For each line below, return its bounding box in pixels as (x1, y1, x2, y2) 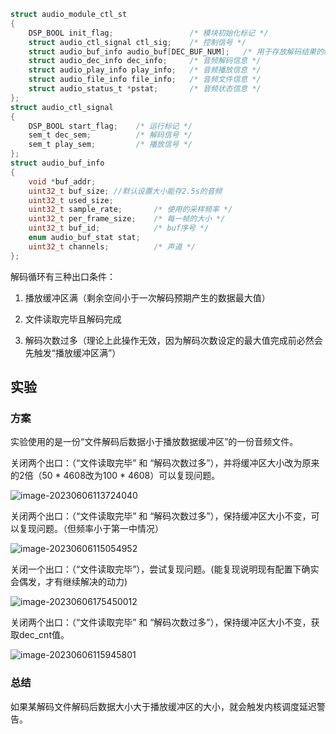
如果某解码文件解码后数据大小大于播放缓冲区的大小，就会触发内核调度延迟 (10, 700, 317, 712)
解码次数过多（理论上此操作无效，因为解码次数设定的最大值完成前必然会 (24, 334, 323, 346)
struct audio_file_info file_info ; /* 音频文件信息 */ (28, 75, 262, 85)
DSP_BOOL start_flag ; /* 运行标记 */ (28, 121, 193, 131)
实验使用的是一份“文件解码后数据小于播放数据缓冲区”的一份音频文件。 (10, 436, 299, 448)
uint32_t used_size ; (28, 195, 114, 205)
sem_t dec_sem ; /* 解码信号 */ (28, 130, 193, 140)
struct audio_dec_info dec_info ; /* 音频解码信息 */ (28, 56, 262, 66)
